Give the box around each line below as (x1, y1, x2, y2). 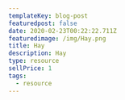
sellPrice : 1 (8, 65, 52, 73)
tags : (8, 72, 27, 80)
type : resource (8, 57, 60, 65)
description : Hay (8, 49, 67, 57)
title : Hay (8, 42, 45, 50)
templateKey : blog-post (8, 11, 89, 20)
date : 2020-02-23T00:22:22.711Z (8, 27, 117, 35)
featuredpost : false (8, 19, 78, 27)
